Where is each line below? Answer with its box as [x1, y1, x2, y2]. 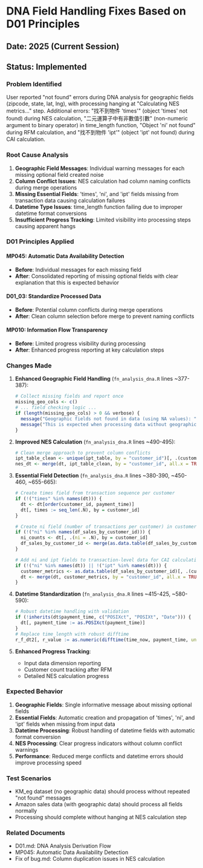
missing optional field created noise [14, 171, 104, 178]
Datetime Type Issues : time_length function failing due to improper [14, 203, 183, 210]
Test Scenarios [6, 774, 51, 782]
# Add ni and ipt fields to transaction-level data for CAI [14, 557, 170, 563]
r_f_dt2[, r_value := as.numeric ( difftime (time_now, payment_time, [14, 637, 189, 643]
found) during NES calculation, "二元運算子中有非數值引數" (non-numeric [6, 115, 188, 122]
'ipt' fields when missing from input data [14, 720, 116, 728]
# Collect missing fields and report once [14, 393, 124, 399]
